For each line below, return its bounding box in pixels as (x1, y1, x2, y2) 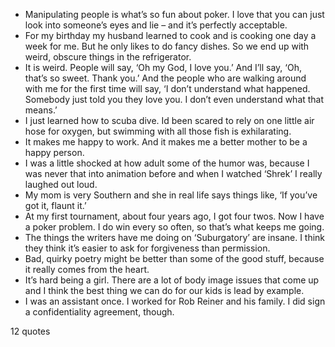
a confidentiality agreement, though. (24, 306, 175, 318)
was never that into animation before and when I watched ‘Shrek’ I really (24, 168, 323, 179)
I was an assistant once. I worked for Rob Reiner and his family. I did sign (24, 295, 326, 307)
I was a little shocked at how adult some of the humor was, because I (24, 157, 310, 169)
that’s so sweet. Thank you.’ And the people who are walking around (24, 72, 307, 84)
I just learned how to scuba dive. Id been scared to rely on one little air (24, 115, 315, 126)
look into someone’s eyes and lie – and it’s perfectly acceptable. (24, 19, 288, 31)
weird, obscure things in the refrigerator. (24, 51, 192, 63)
